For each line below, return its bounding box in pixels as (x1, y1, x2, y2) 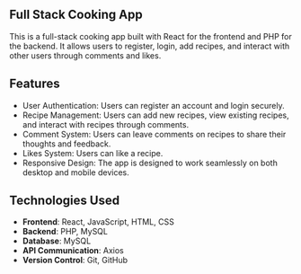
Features (9, 76, 60, 92)
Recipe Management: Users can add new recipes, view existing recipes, (22, 110, 289, 120)
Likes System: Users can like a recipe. (22, 147, 164, 158)
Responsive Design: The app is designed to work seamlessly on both (22, 157, 279, 168)
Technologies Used (9, 193, 120, 208)
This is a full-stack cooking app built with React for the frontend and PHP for (9, 31, 292, 41)
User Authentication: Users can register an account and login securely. (22, 100, 285, 110)
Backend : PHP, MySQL (22, 226, 108, 237)
